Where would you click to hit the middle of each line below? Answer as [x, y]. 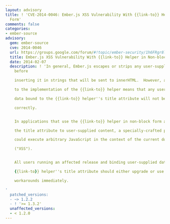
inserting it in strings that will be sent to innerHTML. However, [88, 81]
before [21, 71]
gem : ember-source [29, 43]
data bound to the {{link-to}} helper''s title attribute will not [87, 99]
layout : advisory [24, 10]
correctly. [26, 108]
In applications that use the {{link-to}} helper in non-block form [88, 121]
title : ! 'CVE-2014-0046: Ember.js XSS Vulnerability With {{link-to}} [82, 15]
